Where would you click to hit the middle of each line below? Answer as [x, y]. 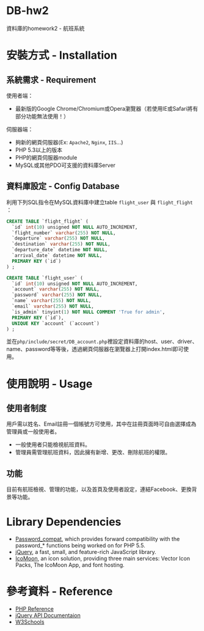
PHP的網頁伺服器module [46, 157]
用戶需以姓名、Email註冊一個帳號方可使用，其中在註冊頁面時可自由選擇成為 [101, 424]
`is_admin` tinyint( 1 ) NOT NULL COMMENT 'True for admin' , [89, 312]
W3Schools [30, 622]
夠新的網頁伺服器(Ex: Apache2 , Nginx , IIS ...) [69, 142]
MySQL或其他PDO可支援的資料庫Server [65, 165]
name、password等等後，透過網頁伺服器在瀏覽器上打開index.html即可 [95, 349]
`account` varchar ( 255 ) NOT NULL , [56, 289]
